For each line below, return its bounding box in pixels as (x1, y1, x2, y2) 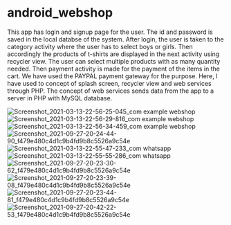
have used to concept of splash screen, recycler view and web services (7, 79, 212, 87)
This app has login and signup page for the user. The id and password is (7, 28, 213, 36)
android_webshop (7, 5, 113, 21)
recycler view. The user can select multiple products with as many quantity (7, 57, 221, 65)
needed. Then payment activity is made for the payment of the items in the (7, 64, 220, 73)
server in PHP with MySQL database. (7, 93, 113, 102)
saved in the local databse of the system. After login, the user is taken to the (7, 35, 224, 43)
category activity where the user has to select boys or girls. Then (7, 42, 193, 51)
